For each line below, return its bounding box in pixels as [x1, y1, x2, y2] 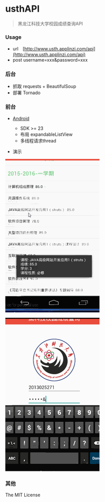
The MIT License [5, 492, 41, 498]
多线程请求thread [20, 137, 57, 144]
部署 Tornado [12, 90, 41, 96]
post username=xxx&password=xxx [12, 57, 88, 63]
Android [12, 115, 29, 121]
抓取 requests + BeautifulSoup [12, 83, 76, 89]
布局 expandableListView [20, 131, 73, 137]
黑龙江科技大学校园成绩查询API [17, 20, 83, 26]
